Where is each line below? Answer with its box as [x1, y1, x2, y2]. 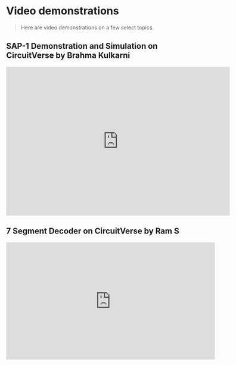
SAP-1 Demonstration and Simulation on [6, 41, 158, 51]
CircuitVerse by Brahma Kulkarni [6, 51, 130, 61]
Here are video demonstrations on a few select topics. [20, 24, 154, 31]
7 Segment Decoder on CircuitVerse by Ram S [6, 226, 180, 236]
